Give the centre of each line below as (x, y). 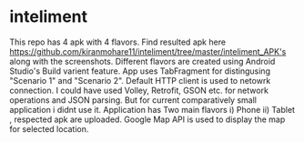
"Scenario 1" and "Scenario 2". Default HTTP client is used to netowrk (140, 80)
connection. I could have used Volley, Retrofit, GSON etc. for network (139, 90)
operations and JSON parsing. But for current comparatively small (133, 100)
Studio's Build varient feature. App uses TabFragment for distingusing (140, 71)
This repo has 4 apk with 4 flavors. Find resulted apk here (117, 42)
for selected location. (49, 128)
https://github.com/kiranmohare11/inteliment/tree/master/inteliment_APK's (148, 51)
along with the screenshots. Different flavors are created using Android (142, 61)
